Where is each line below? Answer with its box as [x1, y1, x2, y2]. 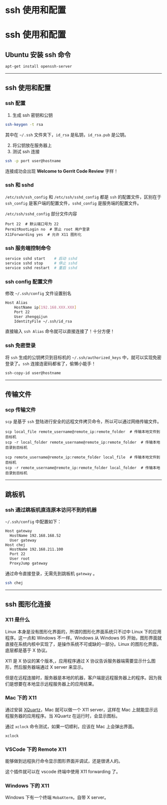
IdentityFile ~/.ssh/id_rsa [14, 319, 72, 324]
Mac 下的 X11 [5, 695, 37, 702]
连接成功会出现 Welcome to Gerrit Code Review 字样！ [5, 168, 118, 174]
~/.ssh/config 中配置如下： [5, 518, 62, 524]
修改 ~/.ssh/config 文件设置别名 [5, 291, 72, 297]
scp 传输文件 [5, 406, 36, 413]
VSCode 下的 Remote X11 [5, 746, 67, 753]
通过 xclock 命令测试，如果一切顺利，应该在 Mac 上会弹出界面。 [5, 723, 137, 729]
